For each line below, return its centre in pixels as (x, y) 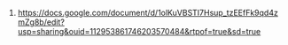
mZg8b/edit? (41, 22)
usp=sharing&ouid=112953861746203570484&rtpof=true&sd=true (139, 31)
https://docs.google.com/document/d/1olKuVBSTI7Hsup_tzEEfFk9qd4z (148, 13)
